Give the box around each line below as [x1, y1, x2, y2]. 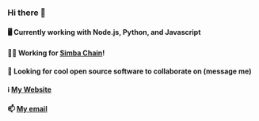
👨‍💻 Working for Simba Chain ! [7, 48, 105, 58]
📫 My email [7, 104, 48, 113]
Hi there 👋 [7, 7, 47, 18]
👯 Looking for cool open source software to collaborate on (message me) [7, 66, 252, 76]
